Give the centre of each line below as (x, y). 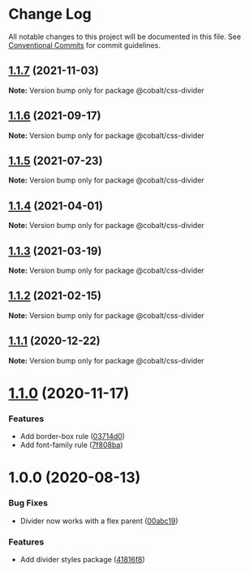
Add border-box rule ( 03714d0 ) (73, 437)
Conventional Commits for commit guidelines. (84, 45)
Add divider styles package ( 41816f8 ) (83, 559)
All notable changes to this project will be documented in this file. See (125, 37)
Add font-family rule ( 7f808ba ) (71, 445)
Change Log (50, 14)
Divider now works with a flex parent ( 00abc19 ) (99, 521)
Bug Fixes (28, 503)
